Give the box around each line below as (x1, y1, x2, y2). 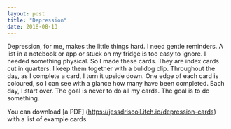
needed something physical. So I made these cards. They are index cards (7, 57, 219, 66)
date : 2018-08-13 (7, 23, 58, 30)
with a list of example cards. (7, 115, 89, 123)
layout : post (7, 10, 45, 17)
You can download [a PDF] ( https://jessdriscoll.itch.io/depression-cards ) (7, 107, 217, 116)
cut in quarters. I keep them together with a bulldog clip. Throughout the (7, 64, 216, 73)
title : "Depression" (7, 17, 68, 24)
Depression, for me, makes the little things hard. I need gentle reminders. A (7, 43, 224, 51)
